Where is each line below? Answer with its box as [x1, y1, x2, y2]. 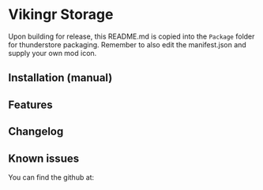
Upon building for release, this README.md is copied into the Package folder [8, 32, 255, 41]
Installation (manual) [8, 71, 113, 84]
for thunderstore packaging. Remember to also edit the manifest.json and [8, 39, 246, 49]
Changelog [8, 125, 64, 139]
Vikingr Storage [8, 6, 114, 24]
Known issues [8, 151, 80, 165]
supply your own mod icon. [8, 48, 97, 58]
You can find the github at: [8, 172, 95, 182]
